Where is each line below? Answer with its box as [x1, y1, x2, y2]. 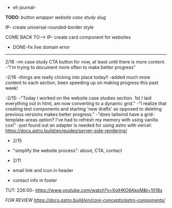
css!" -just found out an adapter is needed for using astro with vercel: [5, 122, 152, 128]
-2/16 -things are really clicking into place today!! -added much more [5, 74, 150, 80]
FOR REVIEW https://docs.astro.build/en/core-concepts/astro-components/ [5, 197, 165, 203]
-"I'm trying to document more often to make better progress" [5, 64, 136, 70]
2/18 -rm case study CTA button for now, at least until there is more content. [5, 59, 166, 65]
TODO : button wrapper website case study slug [5, 14, 106, 20]
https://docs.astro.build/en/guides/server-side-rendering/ [5, 128, 127, 134]
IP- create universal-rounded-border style [5, 24, 94, 30]
